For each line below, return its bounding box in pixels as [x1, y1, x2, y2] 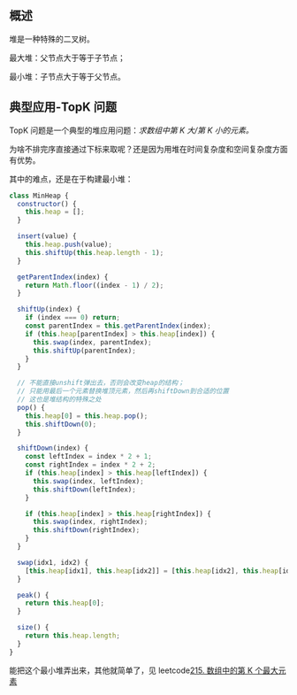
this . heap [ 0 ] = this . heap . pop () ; [25, 411, 148, 421]
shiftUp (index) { [17, 305, 81, 314]
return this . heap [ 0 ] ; [25, 598, 104, 608]
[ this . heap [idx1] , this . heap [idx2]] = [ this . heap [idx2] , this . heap [25, 566, 278, 575]
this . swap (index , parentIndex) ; [32, 337, 152, 347]
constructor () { [17, 199, 77, 208]
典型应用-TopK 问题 [9, 100, 118, 115]
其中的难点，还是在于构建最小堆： [9, 174, 133, 184]
